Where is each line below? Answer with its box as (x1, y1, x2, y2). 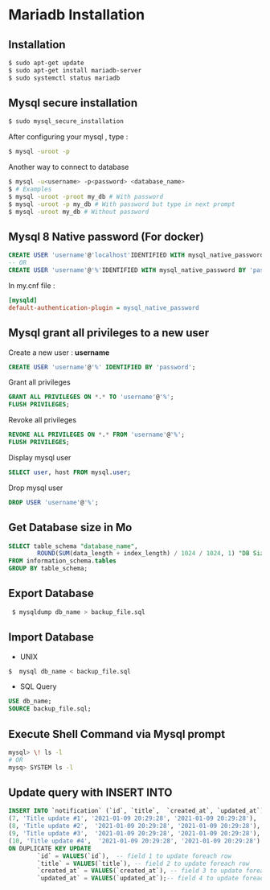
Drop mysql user (8, 483, 63, 492)
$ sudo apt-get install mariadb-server (8, 66, 142, 74)
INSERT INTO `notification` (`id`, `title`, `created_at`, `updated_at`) (8, 807, 264, 815)
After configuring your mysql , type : (8, 132, 129, 142)
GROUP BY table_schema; (8, 565, 88, 573)
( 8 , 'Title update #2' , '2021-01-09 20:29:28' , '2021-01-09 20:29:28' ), (8, 822, 261, 830)
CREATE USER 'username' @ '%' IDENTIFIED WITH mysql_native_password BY (8, 266, 247, 274)
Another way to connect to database (8, 163, 129, 172)
